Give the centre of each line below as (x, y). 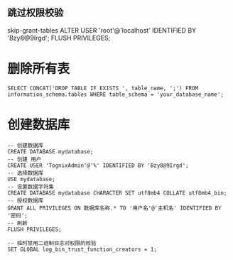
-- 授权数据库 (26, 200)
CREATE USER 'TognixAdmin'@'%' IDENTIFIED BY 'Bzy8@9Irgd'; (98, 166)
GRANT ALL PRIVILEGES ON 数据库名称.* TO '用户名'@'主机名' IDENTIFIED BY (114, 208)
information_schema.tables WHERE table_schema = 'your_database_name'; (115, 94)
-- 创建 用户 (25, 159)
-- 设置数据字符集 (31, 187)
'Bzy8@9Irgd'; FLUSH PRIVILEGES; (59, 38)
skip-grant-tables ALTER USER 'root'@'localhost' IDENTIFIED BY (102, 30)
